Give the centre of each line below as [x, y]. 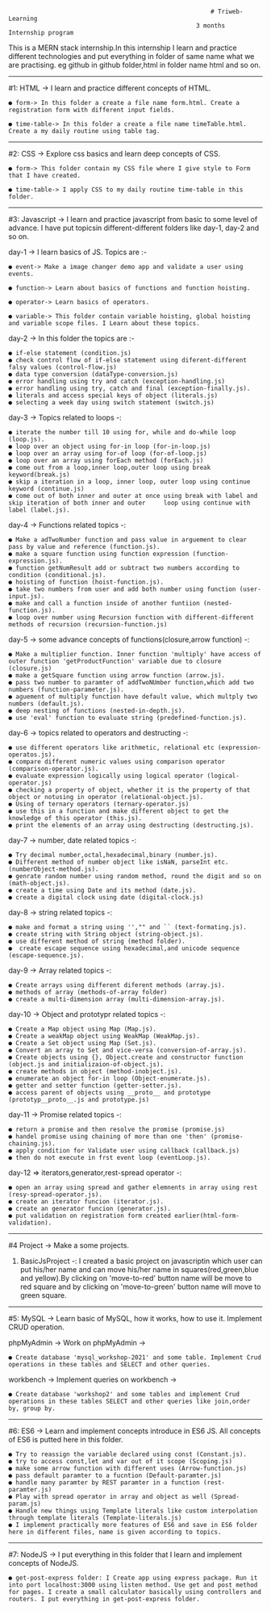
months [214, 26]
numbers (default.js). [46, 704]
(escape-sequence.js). [46, 956]
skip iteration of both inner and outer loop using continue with [129, 503]
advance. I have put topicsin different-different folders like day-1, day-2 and [134, 228]
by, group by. [32, 1408]
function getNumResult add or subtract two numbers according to [128, 568]
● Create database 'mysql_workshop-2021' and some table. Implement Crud [135, 1358]
